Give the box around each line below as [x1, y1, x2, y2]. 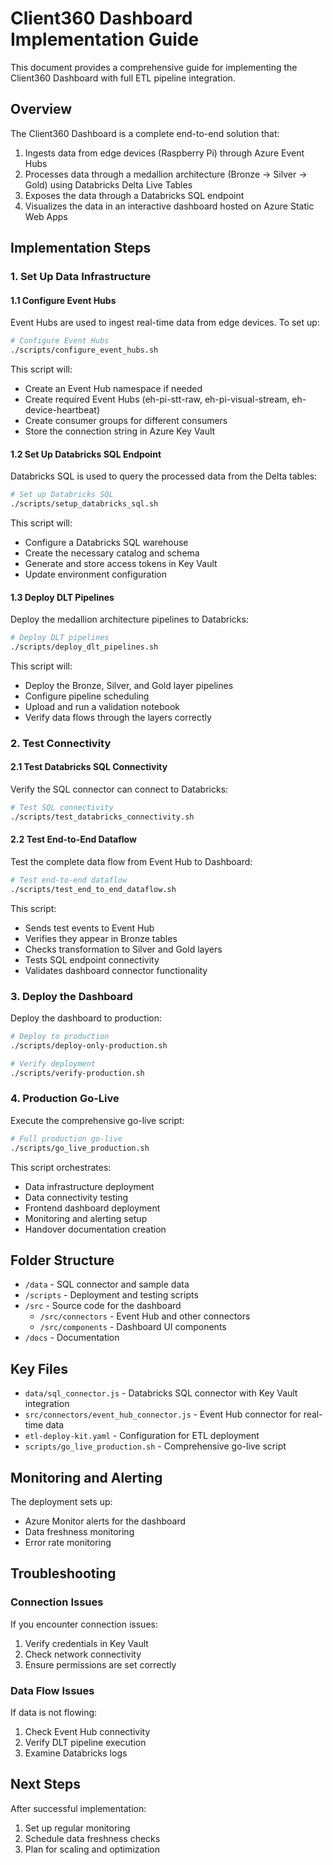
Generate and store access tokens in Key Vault [24, 557, 218, 569]
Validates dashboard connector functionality [24, 964, 208, 976]
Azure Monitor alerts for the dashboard [24, 1515, 187, 1527]
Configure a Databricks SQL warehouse [24, 536, 189, 548]
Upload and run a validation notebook [24, 700, 181, 712]
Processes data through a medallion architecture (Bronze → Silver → [24, 168, 308, 180]
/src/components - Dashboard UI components [39, 1321, 227, 1333]
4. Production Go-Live [10, 1092, 120, 1106]
